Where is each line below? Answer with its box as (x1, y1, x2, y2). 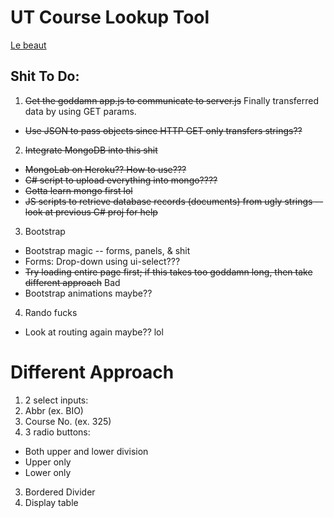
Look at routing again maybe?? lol (24, 326, 164, 338)
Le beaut (10, 39, 47, 51)
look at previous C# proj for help (24, 206, 158, 218)
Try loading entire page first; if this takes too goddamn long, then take (24, 266, 313, 278)
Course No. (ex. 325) (24, 415, 112, 427)
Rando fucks (24, 306, 78, 318)
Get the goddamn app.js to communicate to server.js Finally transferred (24, 94, 320, 106)
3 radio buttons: (24, 426, 91, 438)
